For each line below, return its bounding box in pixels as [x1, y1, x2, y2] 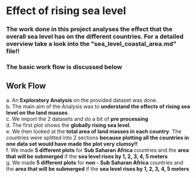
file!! [6, 47, 20, 55]
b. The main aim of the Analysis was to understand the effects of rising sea [6, 103, 191, 110]
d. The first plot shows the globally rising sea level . [6, 122, 131, 129]
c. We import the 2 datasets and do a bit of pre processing [6, 115, 148, 122]
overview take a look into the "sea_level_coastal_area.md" [6, 40, 177, 48]
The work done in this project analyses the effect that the [6, 25, 173, 33]
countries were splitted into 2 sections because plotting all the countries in [6, 134, 190, 141]
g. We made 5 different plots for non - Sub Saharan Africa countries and [6, 159, 184, 166]
